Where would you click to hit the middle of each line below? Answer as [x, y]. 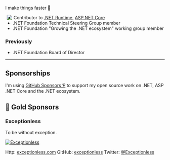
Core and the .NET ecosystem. [49, 91]
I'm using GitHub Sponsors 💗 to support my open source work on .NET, [80, 86]
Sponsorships [28, 73]
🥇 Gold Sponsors [32, 107]
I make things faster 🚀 [28, 8]
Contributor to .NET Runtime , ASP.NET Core [59, 17]
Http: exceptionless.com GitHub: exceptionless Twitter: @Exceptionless [80, 152]
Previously [19, 42]
